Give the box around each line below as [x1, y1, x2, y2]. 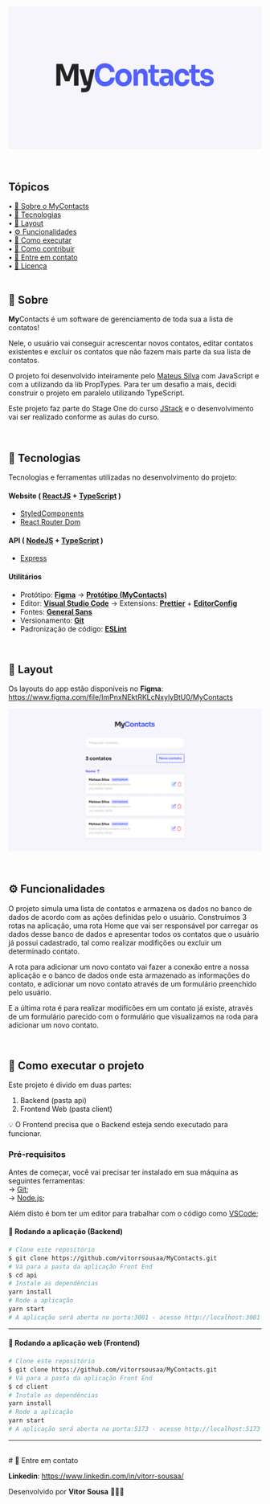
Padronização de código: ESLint [19, 623, 127, 633]
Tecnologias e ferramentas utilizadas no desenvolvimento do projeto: [8, 472, 237, 482]
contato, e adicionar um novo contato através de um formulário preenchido [8, 979, 257, 988]
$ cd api [8, 1271, 38, 1279]
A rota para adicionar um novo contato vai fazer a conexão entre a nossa [8, 962, 249, 971]
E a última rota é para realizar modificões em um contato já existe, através [8, 1003, 253, 1012]
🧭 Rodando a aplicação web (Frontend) [8, 1338, 141, 1348]
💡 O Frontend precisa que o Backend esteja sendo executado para [8, 1120, 229, 1130]
